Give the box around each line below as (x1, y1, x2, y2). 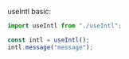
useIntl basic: (7, 7, 52, 16)
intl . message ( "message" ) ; (7, 43, 93, 51)
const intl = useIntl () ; (7, 35, 90, 44)
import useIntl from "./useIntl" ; (7, 22, 123, 30)
